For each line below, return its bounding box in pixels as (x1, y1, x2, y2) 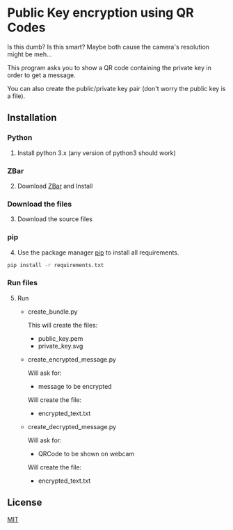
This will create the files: (27, 321, 98, 329)
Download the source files (17, 215, 93, 223)
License (7, 497, 42, 508)
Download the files (7, 199, 72, 209)
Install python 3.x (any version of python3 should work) (17, 148, 176, 157)
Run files (7, 278, 38, 288)
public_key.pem (38, 334, 83, 342)
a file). (7, 92, 26, 100)
